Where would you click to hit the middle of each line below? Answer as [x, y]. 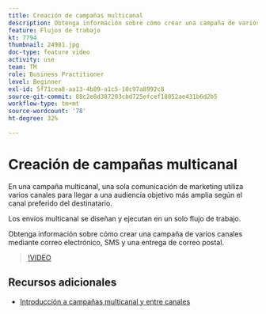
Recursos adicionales [63, 283]
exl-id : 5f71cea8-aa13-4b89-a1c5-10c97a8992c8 [86, 89]
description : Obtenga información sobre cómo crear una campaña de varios [134, 23]
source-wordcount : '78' [47, 112]
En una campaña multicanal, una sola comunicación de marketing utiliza [126, 186]
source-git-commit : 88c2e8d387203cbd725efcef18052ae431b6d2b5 [113, 96]
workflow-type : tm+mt [44, 104]
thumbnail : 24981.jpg [44, 45]
